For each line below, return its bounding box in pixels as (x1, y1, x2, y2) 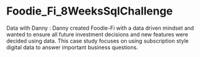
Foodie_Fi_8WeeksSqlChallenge (6, 4, 173, 18)
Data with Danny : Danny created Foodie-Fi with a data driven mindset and (6, 24, 194, 32)
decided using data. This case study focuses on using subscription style (6, 37, 189, 44)
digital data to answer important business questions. (6, 44, 139, 51)
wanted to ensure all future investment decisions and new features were (6, 30, 188, 38)
